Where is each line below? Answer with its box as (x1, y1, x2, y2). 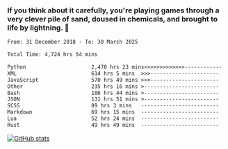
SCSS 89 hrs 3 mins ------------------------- (7, 103, 219, 109)
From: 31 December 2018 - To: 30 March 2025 (7, 39, 138, 46)
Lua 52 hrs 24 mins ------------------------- (7, 115, 219, 123)
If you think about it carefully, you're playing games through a (7, 6, 220, 15)
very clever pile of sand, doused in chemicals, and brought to (7, 14, 218, 24)
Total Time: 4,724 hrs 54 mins (7, 51, 98, 58)
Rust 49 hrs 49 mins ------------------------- (7, 121, 219, 128)
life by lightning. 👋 (7, 23, 70, 33)
